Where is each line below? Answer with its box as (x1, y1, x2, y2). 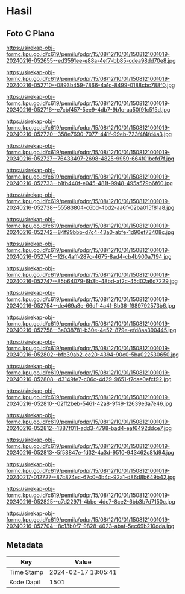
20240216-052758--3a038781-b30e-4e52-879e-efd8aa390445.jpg (6, 327, 177, 333)
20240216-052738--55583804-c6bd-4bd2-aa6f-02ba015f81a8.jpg (6, 204, 175, 211)
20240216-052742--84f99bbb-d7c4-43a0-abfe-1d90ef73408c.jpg (6, 229, 175, 236)
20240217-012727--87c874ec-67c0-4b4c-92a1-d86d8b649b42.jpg (6, 473, 176, 481)
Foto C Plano (6, 28, 55, 39)
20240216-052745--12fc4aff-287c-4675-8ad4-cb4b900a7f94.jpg (6, 253, 172, 260)
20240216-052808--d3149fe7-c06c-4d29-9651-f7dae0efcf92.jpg (6, 376, 172, 382)
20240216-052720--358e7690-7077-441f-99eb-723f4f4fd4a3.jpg (6, 131, 172, 137)
